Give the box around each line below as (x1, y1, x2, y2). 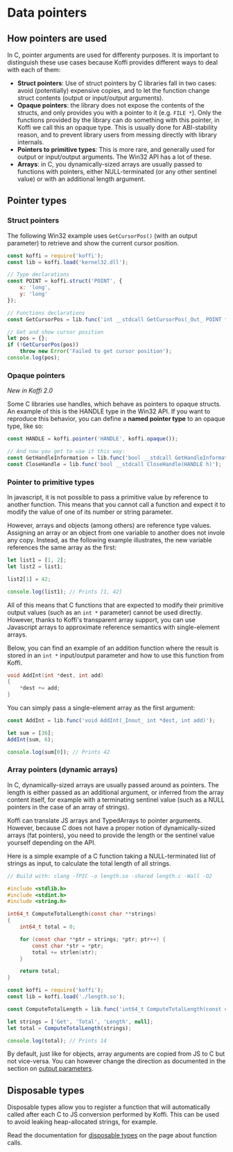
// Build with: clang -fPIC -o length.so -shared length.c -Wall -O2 (7, 872, 213, 879)
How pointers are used (7, 33, 107, 44)
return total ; (19, 968, 60, 975)
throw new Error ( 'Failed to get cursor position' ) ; (19, 348, 172, 355)
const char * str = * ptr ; (32, 942, 104, 949)
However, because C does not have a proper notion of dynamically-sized (7, 823, 216, 832)
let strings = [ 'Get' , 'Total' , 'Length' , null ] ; (7, 1018, 154, 1025)
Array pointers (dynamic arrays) (7, 765, 118, 775)
